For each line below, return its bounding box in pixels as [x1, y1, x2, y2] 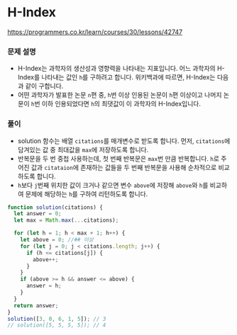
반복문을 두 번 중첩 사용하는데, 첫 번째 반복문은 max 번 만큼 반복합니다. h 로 [17, 154, 220, 163]
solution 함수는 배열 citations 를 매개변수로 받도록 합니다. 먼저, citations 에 [17, 136, 231, 145]
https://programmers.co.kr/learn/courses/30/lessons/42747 [7, 28, 183, 36]
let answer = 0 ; [13, 210, 62, 217]
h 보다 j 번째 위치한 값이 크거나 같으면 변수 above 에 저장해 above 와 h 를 [17, 181, 209, 189]
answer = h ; [26, 283, 62, 290]
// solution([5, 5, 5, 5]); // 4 [7, 322, 106, 329]
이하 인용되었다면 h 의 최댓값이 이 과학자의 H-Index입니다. [41, 100, 201, 108]
